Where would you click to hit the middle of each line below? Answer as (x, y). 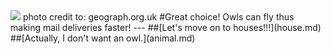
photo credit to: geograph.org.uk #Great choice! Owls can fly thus (158, 17)
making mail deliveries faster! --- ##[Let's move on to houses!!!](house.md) (166, 27)
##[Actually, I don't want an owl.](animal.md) (103, 38)
